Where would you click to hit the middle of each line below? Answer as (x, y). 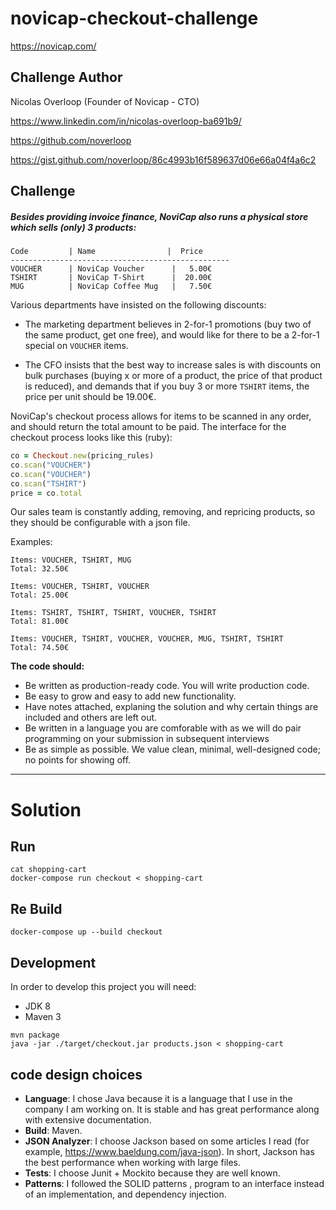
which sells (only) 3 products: (73, 227)
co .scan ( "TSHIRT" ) (48, 483)
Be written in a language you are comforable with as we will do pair (163, 728)
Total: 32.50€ (40, 569)
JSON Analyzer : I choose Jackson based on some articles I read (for (167, 1141)
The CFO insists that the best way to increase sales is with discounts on (173, 365)
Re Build (36, 908)
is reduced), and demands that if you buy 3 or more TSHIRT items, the (167, 386)
